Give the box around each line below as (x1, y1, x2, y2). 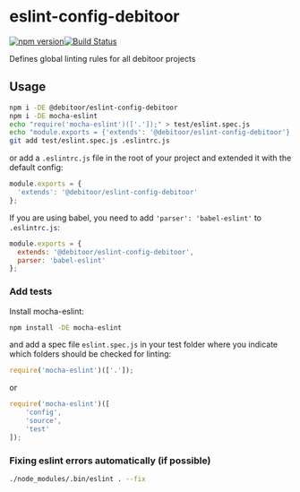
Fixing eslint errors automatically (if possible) (9, 454, 211, 467)
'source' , (25, 417, 63, 426)
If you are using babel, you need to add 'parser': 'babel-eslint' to (9, 212, 262, 223)
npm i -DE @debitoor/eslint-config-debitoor (9, 103, 178, 112)
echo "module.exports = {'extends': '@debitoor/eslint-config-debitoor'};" (9, 128, 298, 137)
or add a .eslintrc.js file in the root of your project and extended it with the (9, 152, 292, 163)
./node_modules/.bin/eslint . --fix (9, 474, 146, 483)
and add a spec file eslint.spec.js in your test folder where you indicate (9, 339, 279, 350)
